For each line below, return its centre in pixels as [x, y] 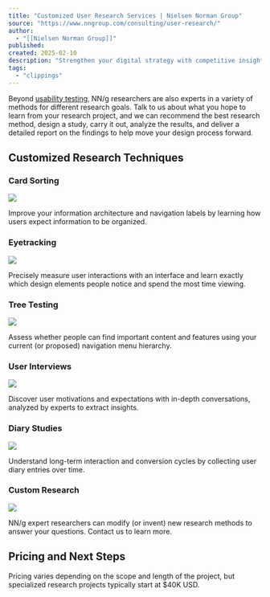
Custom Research [44, 490]
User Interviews [40, 366]
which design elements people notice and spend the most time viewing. [127, 284]
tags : [17, 68]
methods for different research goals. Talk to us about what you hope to [127, 107]
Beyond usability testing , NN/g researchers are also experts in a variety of [131, 98]
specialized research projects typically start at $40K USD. [104, 584]
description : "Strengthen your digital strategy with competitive [122, 61]
